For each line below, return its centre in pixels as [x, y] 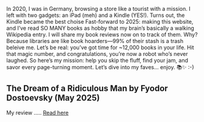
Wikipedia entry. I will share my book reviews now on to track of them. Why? [102, 35]
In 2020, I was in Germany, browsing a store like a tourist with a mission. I [98, 9]
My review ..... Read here [37, 112]
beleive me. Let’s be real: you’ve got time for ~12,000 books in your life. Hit [100, 47]
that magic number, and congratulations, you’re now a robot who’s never [97, 54]
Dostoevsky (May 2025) [53, 98]
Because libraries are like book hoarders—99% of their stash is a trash [95, 41]
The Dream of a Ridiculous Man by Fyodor [87, 88]
